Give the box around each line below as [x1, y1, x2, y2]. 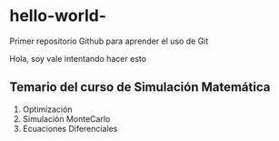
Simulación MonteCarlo [22, 113, 111, 124]
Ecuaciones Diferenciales [22, 123, 118, 134]
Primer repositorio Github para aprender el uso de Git [9, 35, 209, 46]
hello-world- [9, 5, 107, 26]
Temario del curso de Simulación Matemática [9, 79, 271, 96]
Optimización [22, 104, 73, 115]
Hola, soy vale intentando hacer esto [9, 53, 147, 64]
